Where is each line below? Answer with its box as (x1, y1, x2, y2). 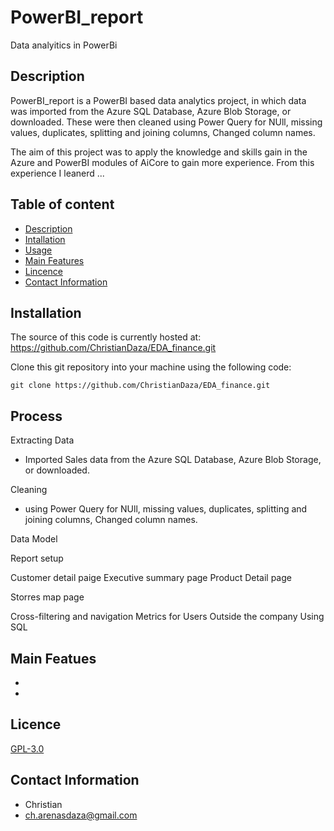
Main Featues (10, 650, 97, 667)
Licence (10, 716, 62, 733)
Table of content (10, 196, 115, 213)
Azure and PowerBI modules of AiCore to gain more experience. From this (10, 156, 315, 168)
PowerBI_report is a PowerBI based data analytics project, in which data (10, 94, 307, 106)
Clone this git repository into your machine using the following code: (10, 361, 292, 373)
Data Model (10, 533, 58, 545)
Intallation (24, 233, 66, 245)
